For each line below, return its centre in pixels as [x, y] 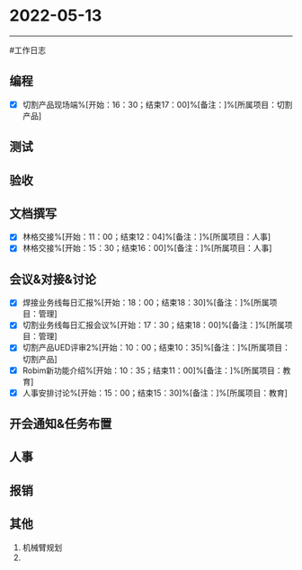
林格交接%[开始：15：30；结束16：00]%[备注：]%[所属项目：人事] [147, 248]
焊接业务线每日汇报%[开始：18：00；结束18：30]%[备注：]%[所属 [146, 303]
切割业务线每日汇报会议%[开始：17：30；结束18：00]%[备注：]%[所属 [153, 325]
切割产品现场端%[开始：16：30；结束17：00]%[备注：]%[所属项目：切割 [157, 104]
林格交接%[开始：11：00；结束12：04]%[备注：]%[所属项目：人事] [147, 237]
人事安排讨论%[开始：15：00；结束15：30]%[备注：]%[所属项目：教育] [155, 393]
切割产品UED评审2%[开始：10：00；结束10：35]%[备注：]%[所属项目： [156, 348]
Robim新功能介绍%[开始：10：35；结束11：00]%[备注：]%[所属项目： [152, 370]
